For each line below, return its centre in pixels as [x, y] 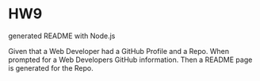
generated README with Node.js [62, 36]
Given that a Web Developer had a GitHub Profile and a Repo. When [119, 51]
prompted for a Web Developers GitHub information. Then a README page [130, 60]
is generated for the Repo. [51, 67]
